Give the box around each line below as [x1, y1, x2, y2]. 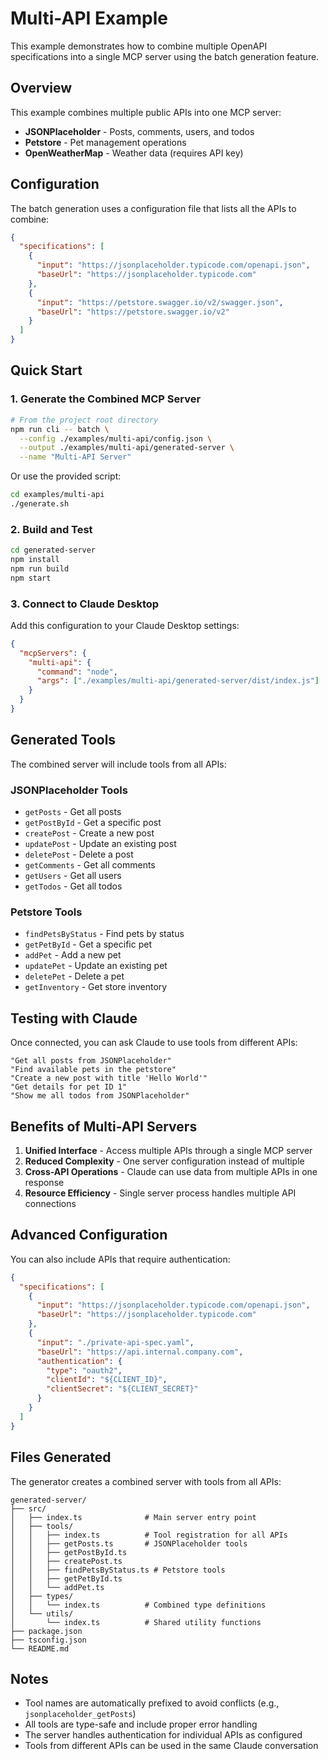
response [24, 1177, 65, 1188]
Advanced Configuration [10, 1227, 168, 1244]
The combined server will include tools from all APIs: [10, 758, 227, 770]
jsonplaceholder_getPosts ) [24, 1708, 137, 1720]
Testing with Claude [10, 1010, 138, 1027]
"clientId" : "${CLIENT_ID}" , [46, 1375, 168, 1385]
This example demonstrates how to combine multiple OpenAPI [10, 40, 268, 52]
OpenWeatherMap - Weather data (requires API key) [24, 147, 244, 159]
